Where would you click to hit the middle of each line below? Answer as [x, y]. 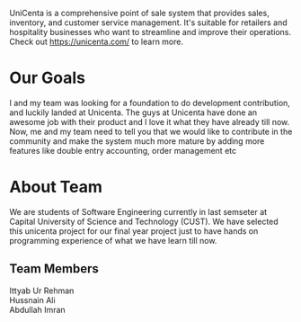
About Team [56, 187]
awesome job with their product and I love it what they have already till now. [150, 121]
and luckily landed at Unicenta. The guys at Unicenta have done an [133, 112]
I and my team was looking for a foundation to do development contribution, [150, 103]
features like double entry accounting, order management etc [123, 150]
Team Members [54, 269]
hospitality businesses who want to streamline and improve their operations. [150, 32]
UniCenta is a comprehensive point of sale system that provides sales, [139, 13]
